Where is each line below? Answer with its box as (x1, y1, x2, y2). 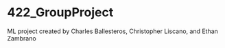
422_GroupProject (7, 5, 114, 20)
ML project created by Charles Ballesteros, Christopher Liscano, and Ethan (7, 27, 218, 35)
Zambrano (7, 34, 36, 42)
